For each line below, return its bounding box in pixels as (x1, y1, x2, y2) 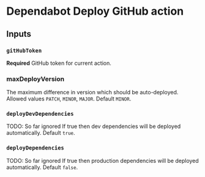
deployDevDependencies (6, 110, 74, 118)
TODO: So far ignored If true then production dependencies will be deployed (6, 157, 199, 164)
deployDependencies (6, 145, 64, 151)
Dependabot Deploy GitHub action (6, 4, 184, 18)
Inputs (6, 29, 32, 39)
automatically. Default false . (6, 164, 78, 171)
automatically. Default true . (6, 129, 75, 137)
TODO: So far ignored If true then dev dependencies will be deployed (6, 122, 181, 130)
